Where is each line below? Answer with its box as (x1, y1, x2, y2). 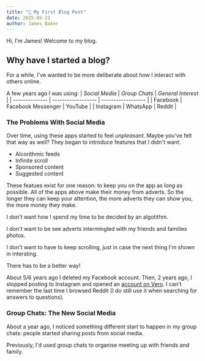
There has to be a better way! (6, 262, 81, 270)
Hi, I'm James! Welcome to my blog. (6, 37, 97, 45)
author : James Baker (6, 20, 59, 26)
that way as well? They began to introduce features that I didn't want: (6, 139, 181, 146)
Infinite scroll (15, 157, 48, 165)
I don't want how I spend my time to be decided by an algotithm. (6, 213, 168, 221)
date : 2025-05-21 (6, 15, 51, 21)
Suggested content (15, 170, 64, 177)
